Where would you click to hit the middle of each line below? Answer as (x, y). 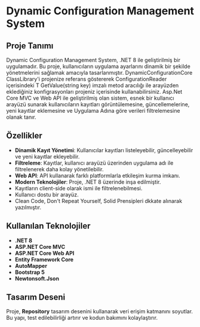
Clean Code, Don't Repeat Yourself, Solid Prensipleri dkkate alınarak (99, 200)
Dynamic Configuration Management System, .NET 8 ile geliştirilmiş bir (93, 60)
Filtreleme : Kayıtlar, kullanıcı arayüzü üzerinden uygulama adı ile (94, 163)
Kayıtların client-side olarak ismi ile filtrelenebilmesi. (79, 188)
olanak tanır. (21, 117)
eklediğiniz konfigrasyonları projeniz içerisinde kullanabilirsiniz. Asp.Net (94, 92)
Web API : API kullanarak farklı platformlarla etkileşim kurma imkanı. (97, 175)
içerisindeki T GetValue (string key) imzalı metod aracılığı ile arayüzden (93, 85)
